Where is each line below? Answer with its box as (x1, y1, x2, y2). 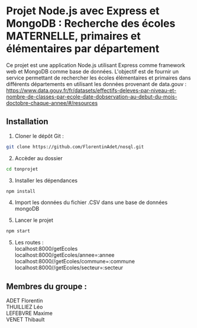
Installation (6, 117, 49, 127)
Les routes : (14, 239, 44, 246)
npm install (6, 188, 35, 194)
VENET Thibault (6, 316, 45, 323)
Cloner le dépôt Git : (14, 132, 64, 139)
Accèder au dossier (14, 154, 63, 161)
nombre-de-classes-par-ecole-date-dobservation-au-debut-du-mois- (6, 93, 177, 100)
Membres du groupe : (6, 281, 88, 291)
